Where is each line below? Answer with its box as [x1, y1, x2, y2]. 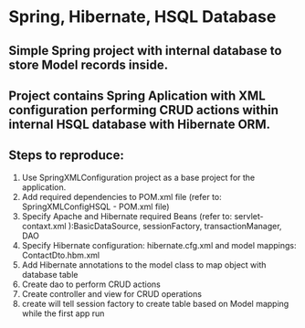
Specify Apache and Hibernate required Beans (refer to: [21, 210, 233, 221]
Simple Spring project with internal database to [8, 43, 282, 58]
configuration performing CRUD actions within [8, 102, 279, 118]
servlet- [234, 210, 264, 221]
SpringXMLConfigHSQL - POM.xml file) [21, 201, 170, 212]
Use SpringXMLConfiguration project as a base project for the [21, 172, 256, 183]
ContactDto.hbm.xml [21, 249, 100, 260]
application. [21, 181, 67, 193]
